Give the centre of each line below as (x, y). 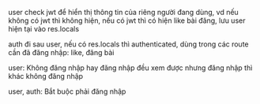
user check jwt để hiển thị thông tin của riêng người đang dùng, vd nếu (123, 12)
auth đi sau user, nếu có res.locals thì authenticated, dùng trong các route (128, 44)
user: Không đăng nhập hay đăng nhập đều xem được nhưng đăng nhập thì (130, 68)
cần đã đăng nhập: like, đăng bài (61, 52)
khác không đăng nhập (46, 76)
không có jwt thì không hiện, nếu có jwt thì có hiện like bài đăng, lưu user (127, 20)
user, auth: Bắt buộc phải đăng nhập (67, 91)
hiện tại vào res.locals (44, 29)
